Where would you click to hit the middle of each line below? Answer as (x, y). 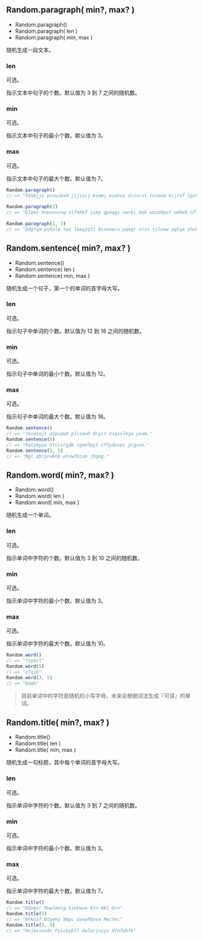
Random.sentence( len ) (45, 269)
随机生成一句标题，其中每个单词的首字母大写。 (64, 763)
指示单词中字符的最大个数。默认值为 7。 (56, 891)
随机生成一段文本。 (30, 50)
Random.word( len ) (40, 496)
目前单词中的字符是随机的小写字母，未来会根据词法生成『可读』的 (103, 695)
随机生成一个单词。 (30, 515)
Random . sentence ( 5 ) (31, 439)
